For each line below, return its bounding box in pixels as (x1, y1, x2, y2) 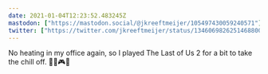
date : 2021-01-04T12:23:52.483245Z (8, 11, 127, 20)
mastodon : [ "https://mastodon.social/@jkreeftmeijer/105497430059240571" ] (8, 19, 262, 27)
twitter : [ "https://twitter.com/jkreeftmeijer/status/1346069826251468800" (8, 26, 266, 34)
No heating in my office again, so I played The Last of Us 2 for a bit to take (8, 49, 253, 58)
